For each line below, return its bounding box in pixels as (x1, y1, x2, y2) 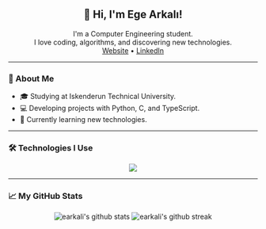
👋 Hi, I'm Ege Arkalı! (83, 8, 183, 21)
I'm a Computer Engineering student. (72, 29, 194, 38)
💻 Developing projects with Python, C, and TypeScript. (19, 104, 200, 113)
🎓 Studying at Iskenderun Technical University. (19, 92, 177, 101)
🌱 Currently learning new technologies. (19, 115, 148, 124)
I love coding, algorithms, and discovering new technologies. (34, 37, 232, 47)
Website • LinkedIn (101, 45, 165, 55)
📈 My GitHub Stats (8, 191, 83, 202)
